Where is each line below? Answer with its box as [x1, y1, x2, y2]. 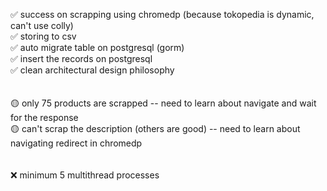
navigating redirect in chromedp [10, 137, 143, 149]
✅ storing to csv [10, 30, 77, 42]
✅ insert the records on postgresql [10, 53, 153, 64]
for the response [10, 112, 79, 123]
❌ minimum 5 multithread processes [10, 169, 160, 181]
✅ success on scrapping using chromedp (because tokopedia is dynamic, [10, 9, 315, 20]
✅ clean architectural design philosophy [10, 64, 175, 76]
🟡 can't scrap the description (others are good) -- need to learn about [10, 123, 301, 134]
